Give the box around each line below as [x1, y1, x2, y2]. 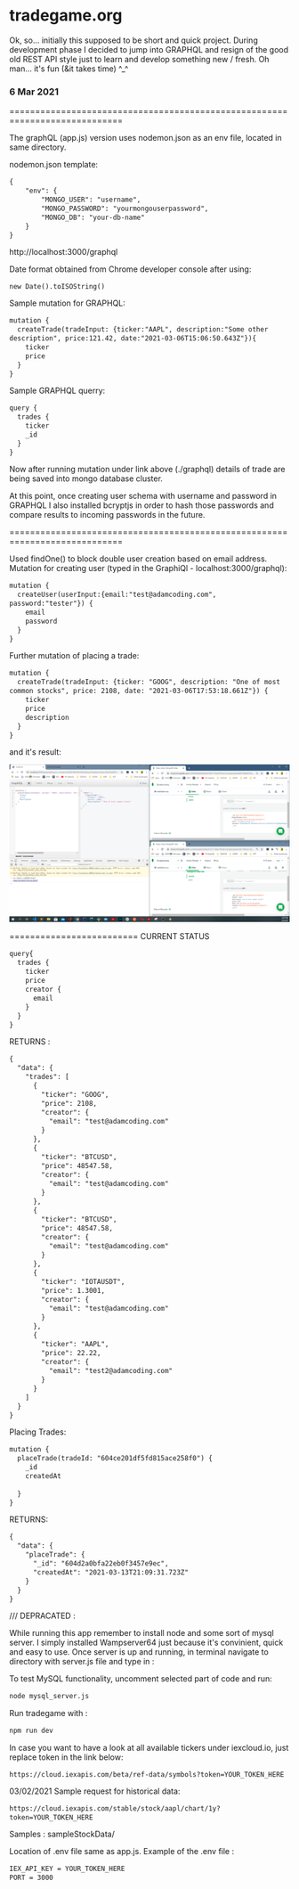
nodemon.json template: [9, 159, 99, 170]
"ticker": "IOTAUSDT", [41, 1278, 125, 1287]
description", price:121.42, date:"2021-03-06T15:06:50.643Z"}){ [9, 334, 256, 343]
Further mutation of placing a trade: [9, 650, 140, 661]
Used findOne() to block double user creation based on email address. [9, 553, 268, 564]
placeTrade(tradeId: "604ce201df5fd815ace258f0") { [17, 1454, 214, 1463]
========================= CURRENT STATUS [9, 931, 210, 942]
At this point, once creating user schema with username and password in [9, 491, 278, 502]
